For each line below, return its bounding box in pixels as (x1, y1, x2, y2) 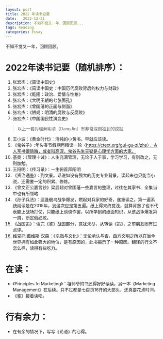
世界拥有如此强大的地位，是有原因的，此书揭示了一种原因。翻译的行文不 (12, 239, 157, 245)
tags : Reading (5, 25, 34, 30)
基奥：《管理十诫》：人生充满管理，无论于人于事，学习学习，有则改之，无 (12, 154, 157, 160)
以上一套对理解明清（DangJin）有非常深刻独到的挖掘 (17, 125, 124, 131)
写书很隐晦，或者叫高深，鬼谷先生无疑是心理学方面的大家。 (16, 148, 136, 154)
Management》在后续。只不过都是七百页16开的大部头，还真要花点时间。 (12, 287, 158, 293)
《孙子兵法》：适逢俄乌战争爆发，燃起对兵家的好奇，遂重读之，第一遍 (12, 197, 151, 202)
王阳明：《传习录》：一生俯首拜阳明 (12, 166, 81, 172)
